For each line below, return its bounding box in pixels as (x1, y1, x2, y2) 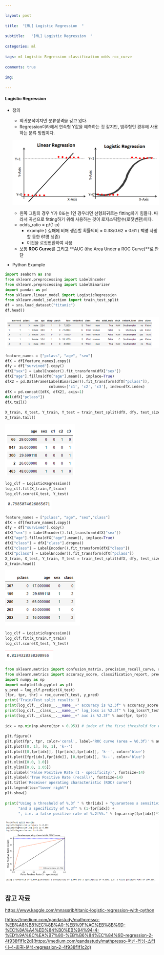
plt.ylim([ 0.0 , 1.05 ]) (5, 765, 51, 770)
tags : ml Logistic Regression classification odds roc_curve (5, 54, 132, 59)
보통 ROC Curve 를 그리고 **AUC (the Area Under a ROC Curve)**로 (19, 246, 154, 252)
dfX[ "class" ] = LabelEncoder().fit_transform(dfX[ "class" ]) (5, 545, 130, 551)
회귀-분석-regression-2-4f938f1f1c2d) (15, 944, 92, 950)
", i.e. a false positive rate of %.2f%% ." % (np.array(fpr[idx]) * (18, 811, 159, 816)
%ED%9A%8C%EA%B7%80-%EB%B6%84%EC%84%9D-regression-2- (5, 933, 154, 938)
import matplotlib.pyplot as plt (5, 682, 73, 687)
